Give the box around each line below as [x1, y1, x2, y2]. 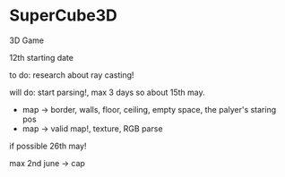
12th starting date [9, 52, 74, 63]
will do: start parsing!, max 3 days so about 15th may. [9, 87, 205, 97]
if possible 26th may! [9, 140, 87, 151]
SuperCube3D [9, 5, 118, 26]
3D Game [9, 35, 45, 46]
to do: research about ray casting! [9, 69, 134, 80]
